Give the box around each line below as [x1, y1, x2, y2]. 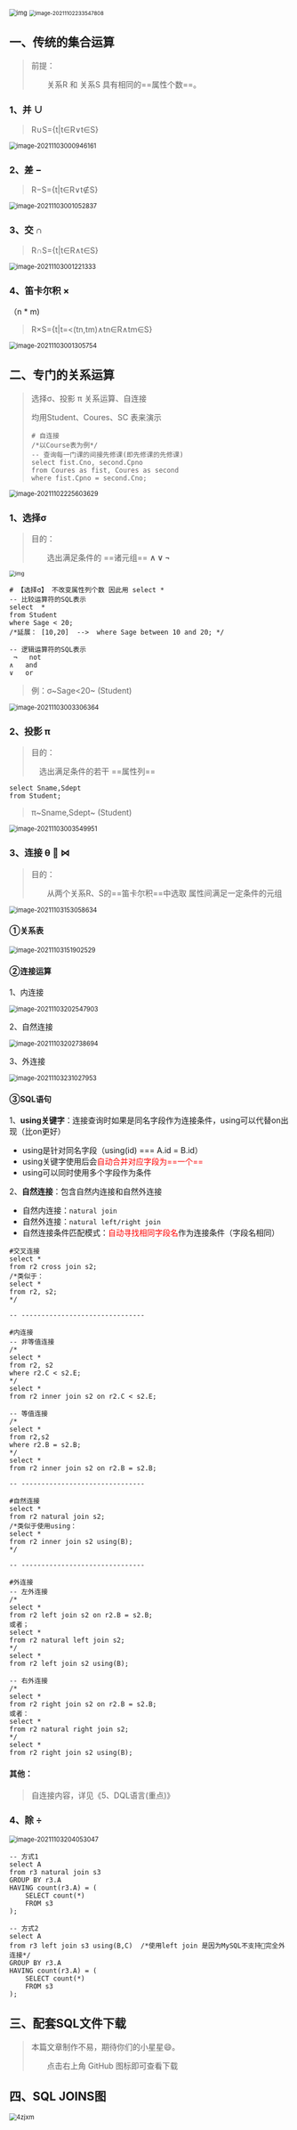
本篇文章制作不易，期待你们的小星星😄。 [30, 2041, 181, 2052]
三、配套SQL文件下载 [9, 2016, 126, 2031]
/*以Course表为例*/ [30, 441, 98, 450]
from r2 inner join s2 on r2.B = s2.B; [9, 1464, 157, 1473]
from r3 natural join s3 [9, 1867, 101, 1876]
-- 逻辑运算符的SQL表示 [9, 646, 87, 654]
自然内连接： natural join [21, 1205, 117, 1216]
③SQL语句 [9, 1093, 52, 1104]
